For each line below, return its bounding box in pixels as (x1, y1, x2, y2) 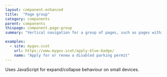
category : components (5, 16, 50, 21)
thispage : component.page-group (5, 26, 72, 31)
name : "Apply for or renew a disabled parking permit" (14, 53, 130, 58)
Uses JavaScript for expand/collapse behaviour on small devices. (5, 66, 139, 72)
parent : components (5, 21, 46, 26)
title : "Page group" (5, 12, 50, 17)
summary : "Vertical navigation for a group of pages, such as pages (5, 30, 150, 35)
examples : (5, 39, 26, 44)
